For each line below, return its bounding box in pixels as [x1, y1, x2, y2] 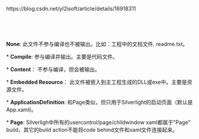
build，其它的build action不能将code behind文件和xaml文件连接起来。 [6, 126, 178, 133]
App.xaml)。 [6, 106, 37, 113]
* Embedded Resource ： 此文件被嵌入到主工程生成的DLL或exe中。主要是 [6, 79, 188, 85]
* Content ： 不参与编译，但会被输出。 [6, 66, 100, 73]
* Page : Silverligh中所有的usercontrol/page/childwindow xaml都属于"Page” [6, 119, 191, 126]
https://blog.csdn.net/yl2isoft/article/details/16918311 [6, 5, 136, 12]
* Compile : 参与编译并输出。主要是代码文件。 [6, 53, 118, 60]
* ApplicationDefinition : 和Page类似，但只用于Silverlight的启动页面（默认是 [6, 98, 193, 106]
